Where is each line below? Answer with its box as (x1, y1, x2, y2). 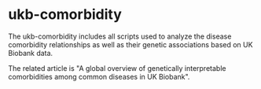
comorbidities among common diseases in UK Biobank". (8, 72, 190, 81)
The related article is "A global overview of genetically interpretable (8, 63, 226, 72)
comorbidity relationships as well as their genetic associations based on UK (8, 39, 253, 49)
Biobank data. (8, 48, 53, 57)
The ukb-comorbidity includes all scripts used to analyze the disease (8, 32, 232, 41)
